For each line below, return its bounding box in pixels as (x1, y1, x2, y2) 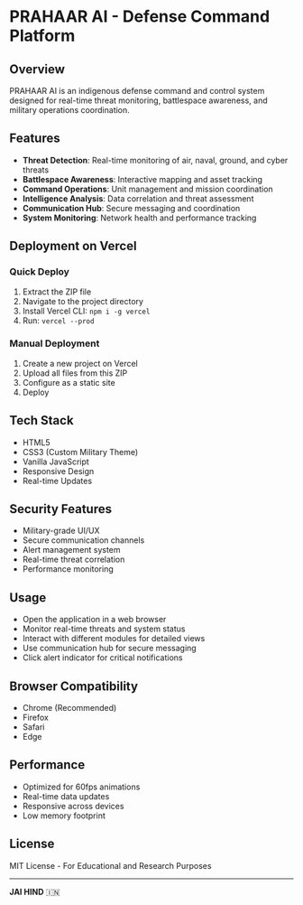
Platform (9, 25, 76, 46)
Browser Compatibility (9, 678, 138, 694)
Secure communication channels (22, 535, 145, 546)
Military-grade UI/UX (22, 526, 100, 536)
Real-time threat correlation (22, 554, 125, 565)
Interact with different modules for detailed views (22, 633, 206, 644)
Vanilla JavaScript (22, 456, 90, 467)
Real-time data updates (22, 790, 110, 801)
